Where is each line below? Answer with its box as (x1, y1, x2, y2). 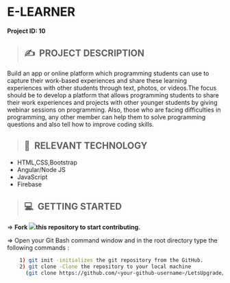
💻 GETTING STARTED (23, 200, 122, 212)
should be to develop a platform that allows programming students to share (7, 90, 219, 99)
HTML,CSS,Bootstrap (16, 158, 77, 167)
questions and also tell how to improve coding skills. (7, 120, 154, 128)
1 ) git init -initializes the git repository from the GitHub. (19, 257, 204, 264)
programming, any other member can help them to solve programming (7, 112, 206, 121)
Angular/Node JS (16, 165, 66, 173)
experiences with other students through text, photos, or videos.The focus (7, 84, 217, 92)
